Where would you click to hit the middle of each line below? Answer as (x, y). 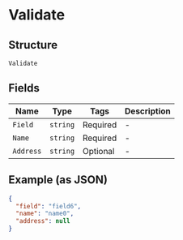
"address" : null (43, 221)
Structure (33, 45)
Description (148, 111)
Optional (98, 151)
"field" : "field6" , (49, 206)
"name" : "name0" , (45, 214)
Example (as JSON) (58, 180)
